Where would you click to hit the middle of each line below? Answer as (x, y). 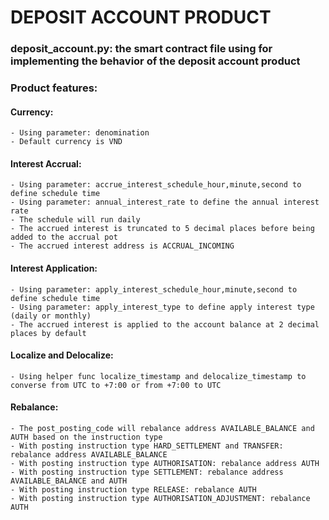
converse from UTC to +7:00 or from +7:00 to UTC (116, 385)
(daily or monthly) (51, 316)
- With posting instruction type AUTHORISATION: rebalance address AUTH (165, 464)
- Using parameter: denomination (80, 133)
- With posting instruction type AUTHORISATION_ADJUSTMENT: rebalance (160, 499)
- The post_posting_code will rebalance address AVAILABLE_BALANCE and (162, 429)
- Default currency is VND (66, 142)
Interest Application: (54, 268)
